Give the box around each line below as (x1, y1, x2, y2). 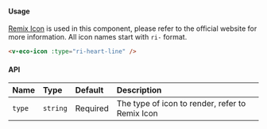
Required (75, 103, 110, 114)
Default (75, 85, 104, 96)
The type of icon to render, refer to (116, 98, 246, 109)
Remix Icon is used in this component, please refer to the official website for (8, 24, 257, 33)
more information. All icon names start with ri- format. (8, 32, 188, 42)
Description (116, 85, 162, 96)
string (42, 104, 68, 113)
